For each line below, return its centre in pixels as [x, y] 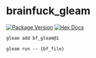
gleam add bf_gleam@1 [33, 38]
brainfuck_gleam [48, 11]
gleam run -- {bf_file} [35, 49]
